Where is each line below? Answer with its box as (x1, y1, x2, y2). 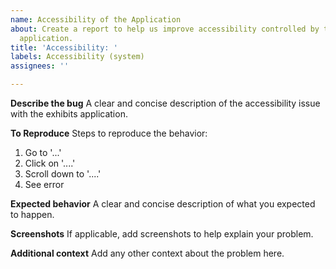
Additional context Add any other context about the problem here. (10, 247, 285, 259)
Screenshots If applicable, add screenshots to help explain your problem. (10, 228, 314, 240)
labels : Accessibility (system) (10, 52, 145, 62)
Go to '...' (24, 147, 62, 158)
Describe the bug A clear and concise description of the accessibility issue (10, 97, 321, 109)
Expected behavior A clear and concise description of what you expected (10, 198, 316, 210)
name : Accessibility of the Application (10, 14, 182, 25)
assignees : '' (10, 61, 70, 71)
